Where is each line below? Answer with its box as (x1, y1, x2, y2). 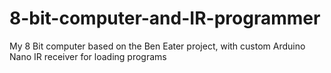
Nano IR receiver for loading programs (9, 50, 167, 62)
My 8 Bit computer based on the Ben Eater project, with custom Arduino (9, 40, 306, 52)
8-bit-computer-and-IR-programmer (9, 7, 321, 30)
